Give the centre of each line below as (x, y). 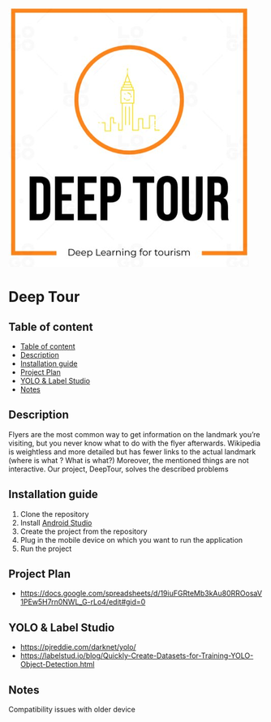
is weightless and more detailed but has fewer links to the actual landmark (132, 451)
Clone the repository (54, 514)
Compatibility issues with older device (72, 710)
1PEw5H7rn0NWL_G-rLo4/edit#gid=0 (83, 602)
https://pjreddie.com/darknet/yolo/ (78, 647)
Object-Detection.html (57, 664)
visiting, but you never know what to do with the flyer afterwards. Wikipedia (135, 443)
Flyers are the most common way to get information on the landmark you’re (135, 434)
